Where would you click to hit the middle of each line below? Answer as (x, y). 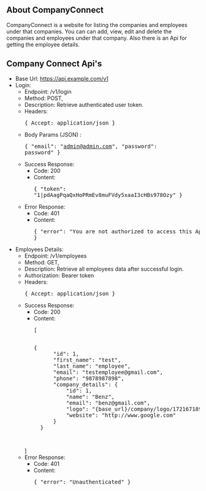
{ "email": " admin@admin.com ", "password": (91, 146)
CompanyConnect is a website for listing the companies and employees (97, 25)
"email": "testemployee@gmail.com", (108, 372)
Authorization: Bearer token (59, 275)
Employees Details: (39, 249)
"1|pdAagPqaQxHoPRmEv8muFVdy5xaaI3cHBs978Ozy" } (108, 195)
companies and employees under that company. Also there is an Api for (97, 38)
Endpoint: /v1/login (48, 91)
